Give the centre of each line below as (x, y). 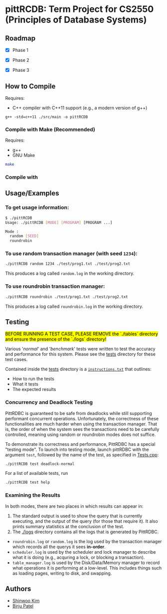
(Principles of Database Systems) (76, 20)
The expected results (34, 390)
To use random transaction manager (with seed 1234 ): (72, 254)
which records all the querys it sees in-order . (59, 547)
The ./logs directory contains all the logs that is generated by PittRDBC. (85, 532)
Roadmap (20, 38)
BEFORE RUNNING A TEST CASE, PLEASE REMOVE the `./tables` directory (82, 334)
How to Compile (30, 86)
